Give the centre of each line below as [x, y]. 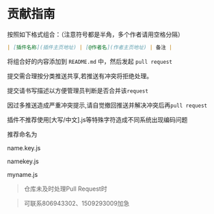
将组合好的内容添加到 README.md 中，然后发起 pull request [90, 61]
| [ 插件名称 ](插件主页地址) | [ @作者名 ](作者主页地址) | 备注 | [90, 47]
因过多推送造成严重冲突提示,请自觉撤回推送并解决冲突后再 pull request [107, 105]
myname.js [23, 174]
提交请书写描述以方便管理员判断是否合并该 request [78, 91]
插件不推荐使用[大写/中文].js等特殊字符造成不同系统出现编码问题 [97, 119]
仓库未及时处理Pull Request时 [65, 189]
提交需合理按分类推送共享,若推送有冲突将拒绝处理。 [80, 75]
